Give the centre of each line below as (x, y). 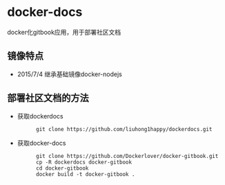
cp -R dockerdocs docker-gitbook (84, 162)
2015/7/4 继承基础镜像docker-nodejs (69, 74)
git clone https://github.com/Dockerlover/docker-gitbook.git (127, 156)
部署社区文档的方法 (48, 98)
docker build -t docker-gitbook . (85, 174)
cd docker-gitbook (62, 168)
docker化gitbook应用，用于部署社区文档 (64, 32)
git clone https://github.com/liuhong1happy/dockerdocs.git (124, 129)
